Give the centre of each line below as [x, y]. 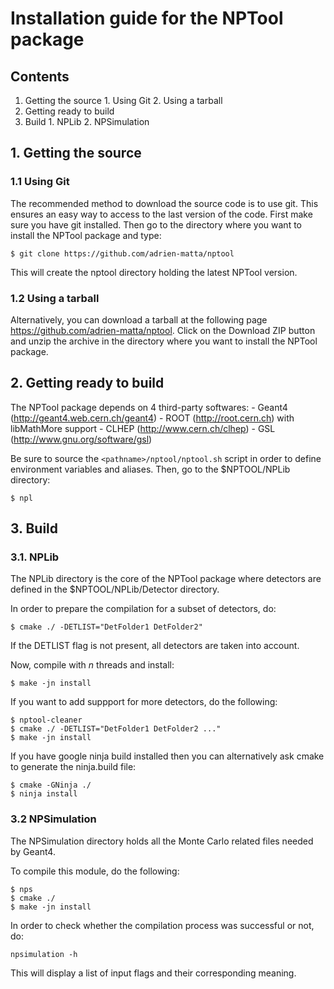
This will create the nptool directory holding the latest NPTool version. [154, 272]
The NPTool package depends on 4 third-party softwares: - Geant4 [149, 407]
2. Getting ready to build [87, 383]
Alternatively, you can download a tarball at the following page [139, 319]
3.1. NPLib [35, 557]
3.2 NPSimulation [53, 819]
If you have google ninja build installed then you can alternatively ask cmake [167, 756]
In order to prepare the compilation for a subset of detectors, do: [143, 609]
